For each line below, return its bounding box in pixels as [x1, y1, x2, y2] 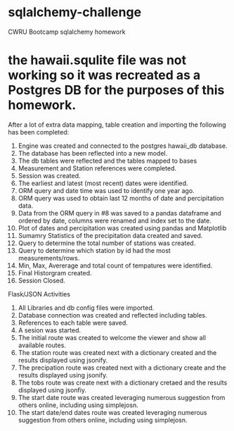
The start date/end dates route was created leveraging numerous [18, 408, 207, 416]
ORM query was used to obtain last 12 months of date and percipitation [18, 194, 224, 202]
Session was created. [18, 171, 81, 180]
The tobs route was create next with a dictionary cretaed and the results [18, 378, 228, 387]
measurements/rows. [18, 254, 80, 262]
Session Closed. [18, 276, 65, 285]
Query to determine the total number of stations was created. [18, 239, 196, 247]
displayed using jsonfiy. [18, 385, 87, 394]
